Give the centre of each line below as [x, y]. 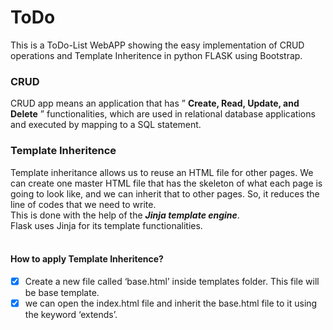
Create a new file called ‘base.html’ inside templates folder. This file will [172, 281]
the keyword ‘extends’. [71, 314]
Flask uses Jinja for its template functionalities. [106, 225]
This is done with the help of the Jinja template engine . [125, 215]
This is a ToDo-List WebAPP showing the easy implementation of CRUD [157, 45]
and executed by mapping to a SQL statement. [106, 125]
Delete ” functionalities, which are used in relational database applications [163, 114]
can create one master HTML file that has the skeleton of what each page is [166, 183]
